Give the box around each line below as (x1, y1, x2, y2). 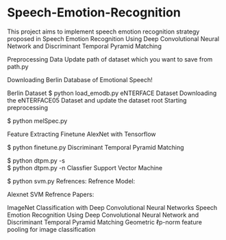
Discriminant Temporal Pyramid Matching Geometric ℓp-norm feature (7, 217, 202, 226)
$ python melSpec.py (7, 116, 68, 124)
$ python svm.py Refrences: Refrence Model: (7, 176, 136, 185)
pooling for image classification (7, 225, 96, 233)
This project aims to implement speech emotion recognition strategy (7, 27, 200, 36)
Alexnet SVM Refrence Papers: (7, 190, 95, 198)
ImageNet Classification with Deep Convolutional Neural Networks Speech (7, 203, 218, 211)
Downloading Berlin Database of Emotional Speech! (7, 75, 153, 83)
